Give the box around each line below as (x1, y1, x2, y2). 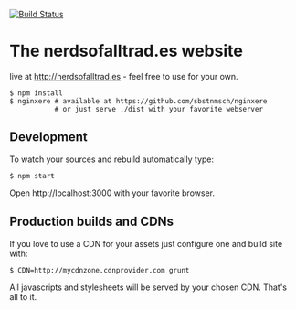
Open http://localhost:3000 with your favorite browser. (9, 187, 215, 198)
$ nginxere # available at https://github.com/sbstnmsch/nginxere (9, 96, 268, 105)
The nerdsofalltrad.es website (9, 41, 244, 61)
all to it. (9, 291, 37, 302)
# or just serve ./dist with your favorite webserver (54, 104, 263, 113)
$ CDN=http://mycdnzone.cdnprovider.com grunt (9, 265, 190, 274)
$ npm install (9, 88, 64, 98)
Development (9, 129, 89, 145)
